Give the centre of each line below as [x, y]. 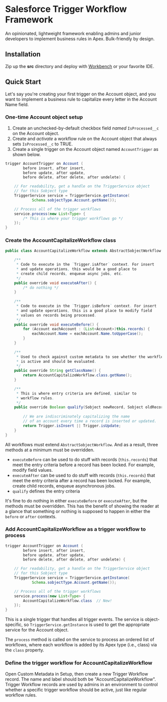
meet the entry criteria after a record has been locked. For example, [82, 481]
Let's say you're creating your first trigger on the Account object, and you [81, 94]
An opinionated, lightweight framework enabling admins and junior [73, 33]
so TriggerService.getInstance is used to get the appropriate [87, 625]
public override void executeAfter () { [55, 283]
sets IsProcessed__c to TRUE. [42, 144]
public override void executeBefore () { [56, 324]
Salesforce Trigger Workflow [66, 9]
